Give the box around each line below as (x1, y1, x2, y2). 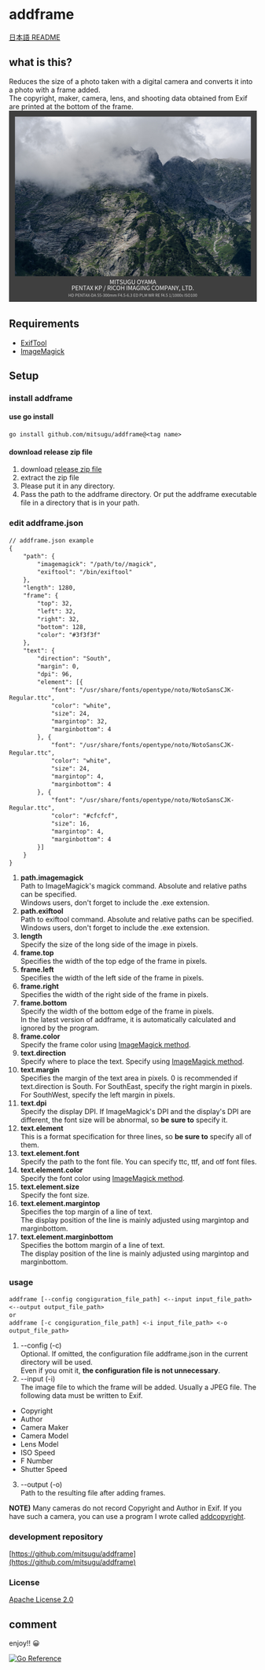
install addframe (9, 392, 73, 403)
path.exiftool (20, 906, 64, 915)
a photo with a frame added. (9, 85, 101, 94)
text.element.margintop (20, 1198, 101, 1208)
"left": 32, (37, 607, 77, 615)
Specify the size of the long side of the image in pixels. (20, 940, 199, 949)
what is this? (9, 56, 73, 69)
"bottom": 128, (37, 623, 87, 631)
